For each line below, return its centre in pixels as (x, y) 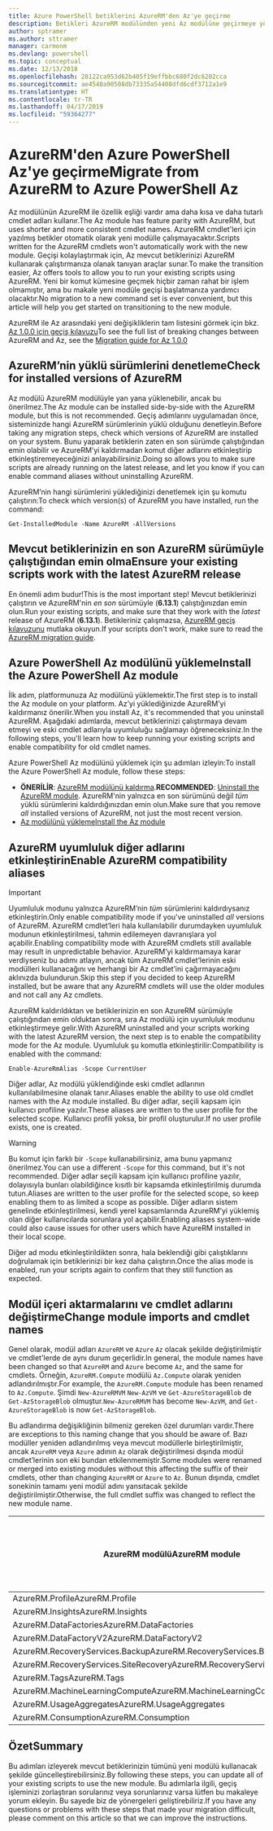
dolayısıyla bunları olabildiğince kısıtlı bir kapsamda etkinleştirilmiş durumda (135, 1185)
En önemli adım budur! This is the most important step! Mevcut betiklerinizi (133, 594)
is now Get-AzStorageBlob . (113, 1409)
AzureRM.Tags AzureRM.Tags (68, 1677)
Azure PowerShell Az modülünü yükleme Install (130, 663)
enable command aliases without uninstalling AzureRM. (101, 476)
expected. (25, 1279)
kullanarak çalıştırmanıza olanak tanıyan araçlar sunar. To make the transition (136, 263)
